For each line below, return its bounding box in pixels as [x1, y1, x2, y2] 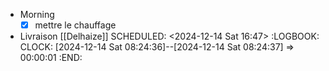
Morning [19, 9, 55, 20]
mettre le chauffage [34, 19, 117, 31]
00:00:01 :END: [19, 52, 83, 64]
